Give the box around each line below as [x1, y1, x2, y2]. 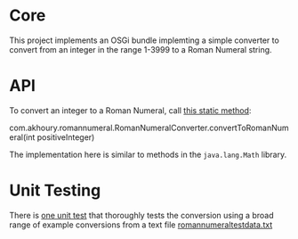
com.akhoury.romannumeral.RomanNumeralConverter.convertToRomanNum [9, 122, 289, 133]
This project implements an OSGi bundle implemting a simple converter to [9, 35, 280, 45]
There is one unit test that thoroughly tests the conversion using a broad [9, 210, 274, 220]
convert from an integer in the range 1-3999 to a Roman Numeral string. [9, 44, 273, 54]
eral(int [9, 131, 36, 143]
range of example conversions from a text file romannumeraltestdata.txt [9, 219, 273, 230]
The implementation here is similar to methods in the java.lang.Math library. [9, 149, 287, 160]
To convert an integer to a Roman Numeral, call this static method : [9, 104, 252, 116]
